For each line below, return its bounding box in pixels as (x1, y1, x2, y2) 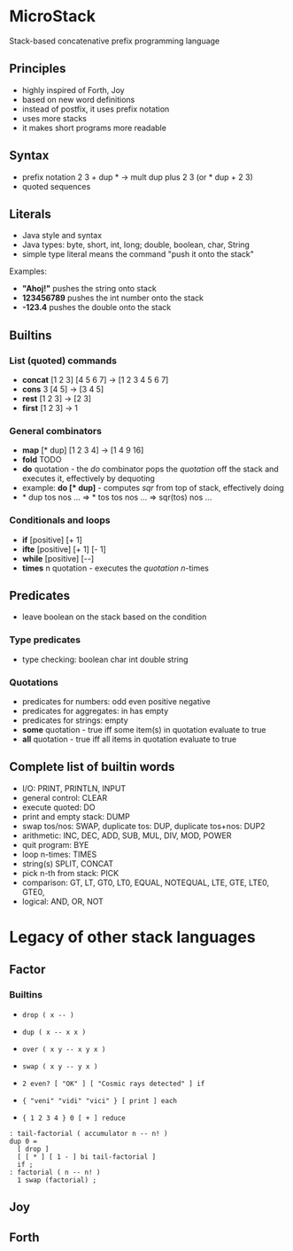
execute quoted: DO (21, 802, 96, 812)
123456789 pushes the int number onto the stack (21, 292, 204, 303)
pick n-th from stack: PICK (21, 867, 120, 878)
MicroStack (9, 6, 96, 27)
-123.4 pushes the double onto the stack (21, 302, 172, 313)
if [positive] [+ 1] (21, 534, 82, 545)
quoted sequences (21, 181, 91, 191)
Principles (9, 61, 66, 76)
